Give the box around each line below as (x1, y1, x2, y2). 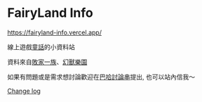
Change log (7, 87, 41, 95)
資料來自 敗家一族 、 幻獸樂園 (7, 58, 88, 66)
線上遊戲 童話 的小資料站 (7, 42, 75, 51)
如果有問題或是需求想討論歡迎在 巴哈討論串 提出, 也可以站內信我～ (7, 72, 195, 81)
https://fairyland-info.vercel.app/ (7, 28, 102, 37)
